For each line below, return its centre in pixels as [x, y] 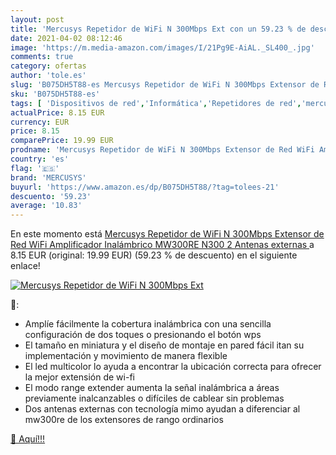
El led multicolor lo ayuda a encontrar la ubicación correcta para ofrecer [173, 367]
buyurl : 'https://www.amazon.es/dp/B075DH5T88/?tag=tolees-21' [145, 187]
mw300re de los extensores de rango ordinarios [124, 420]
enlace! [25, 266]
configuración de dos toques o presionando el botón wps [143, 335]
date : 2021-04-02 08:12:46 [66, 38]
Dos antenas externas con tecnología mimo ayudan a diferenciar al [162, 409]
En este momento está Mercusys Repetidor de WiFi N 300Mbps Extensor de [167, 234]
